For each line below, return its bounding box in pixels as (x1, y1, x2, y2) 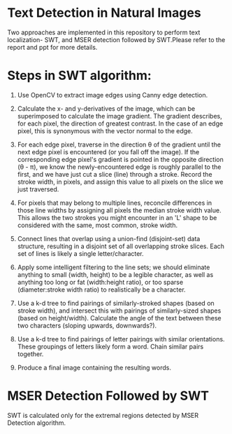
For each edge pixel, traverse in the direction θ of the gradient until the (17, 140, 222, 149)
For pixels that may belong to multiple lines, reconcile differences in (17, 198, 212, 207)
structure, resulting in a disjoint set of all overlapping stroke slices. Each (17, 242, 225, 250)
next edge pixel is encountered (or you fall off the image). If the (17, 147, 200, 156)
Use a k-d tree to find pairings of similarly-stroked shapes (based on (17, 299, 215, 307)
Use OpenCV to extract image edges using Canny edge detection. (17, 90, 208, 99)
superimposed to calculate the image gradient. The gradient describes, (17, 111, 222, 120)
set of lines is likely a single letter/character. (17, 249, 145, 257)
